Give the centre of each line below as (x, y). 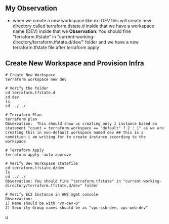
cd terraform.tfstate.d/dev (35, 168)
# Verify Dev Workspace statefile (42, 163)
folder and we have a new (112, 42)
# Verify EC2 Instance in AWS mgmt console (52, 194)
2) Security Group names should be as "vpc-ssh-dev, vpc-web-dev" (77, 208)
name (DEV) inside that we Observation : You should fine (72, 31)
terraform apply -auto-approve (38, 154)
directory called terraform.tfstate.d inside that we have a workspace (83, 26)
